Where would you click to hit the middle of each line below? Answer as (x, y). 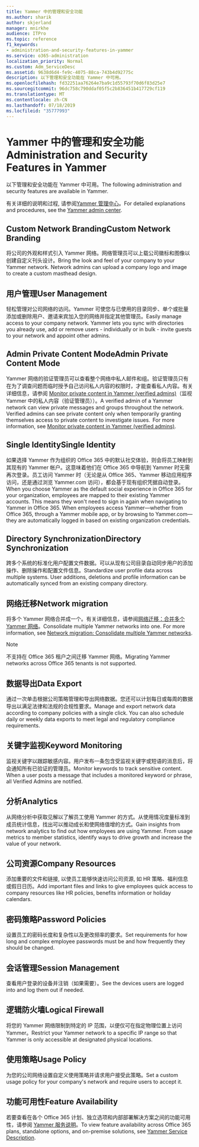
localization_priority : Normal (45, 61)
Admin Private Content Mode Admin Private (87, 354)
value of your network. (34, 843)
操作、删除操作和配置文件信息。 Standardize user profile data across (89, 571)
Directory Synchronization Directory (74, 539)
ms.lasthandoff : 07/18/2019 (41, 105)
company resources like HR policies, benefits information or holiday (89, 893)
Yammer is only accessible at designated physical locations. (79, 1039)
